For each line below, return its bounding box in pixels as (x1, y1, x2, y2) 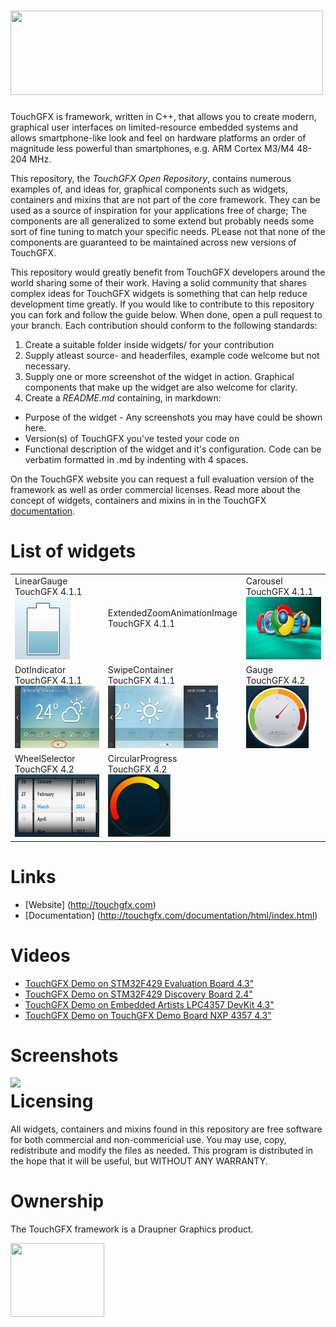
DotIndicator (14, 663, 67, 675)
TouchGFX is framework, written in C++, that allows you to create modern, (10, 110, 317, 122)
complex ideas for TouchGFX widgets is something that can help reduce (10, 287, 308, 299)
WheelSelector (14, 753, 76, 765)
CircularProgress (107, 753, 178, 765)
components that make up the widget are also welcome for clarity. (24, 381, 298, 393)
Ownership (10, 1190, 105, 1212)
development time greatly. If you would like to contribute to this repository (10, 298, 315, 310)
